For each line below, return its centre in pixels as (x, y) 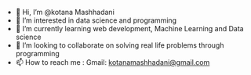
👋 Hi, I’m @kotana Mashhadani (65, 12)
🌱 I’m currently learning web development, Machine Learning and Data (130, 29)
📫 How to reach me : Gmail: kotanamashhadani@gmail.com (113, 62)
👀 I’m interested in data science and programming (96, 20)
